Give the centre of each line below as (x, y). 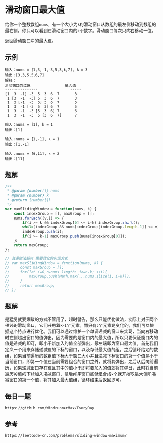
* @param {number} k (28, 196)
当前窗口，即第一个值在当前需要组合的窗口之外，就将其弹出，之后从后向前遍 (81, 361)
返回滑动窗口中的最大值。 (31, 41)
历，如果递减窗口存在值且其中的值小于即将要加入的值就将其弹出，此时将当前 (81, 368)
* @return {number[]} (29, 200)
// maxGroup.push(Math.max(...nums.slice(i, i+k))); (68, 277)
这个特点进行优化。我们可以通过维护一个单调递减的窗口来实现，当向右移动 (83, 331)
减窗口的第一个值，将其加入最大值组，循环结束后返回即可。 (65, 380)
